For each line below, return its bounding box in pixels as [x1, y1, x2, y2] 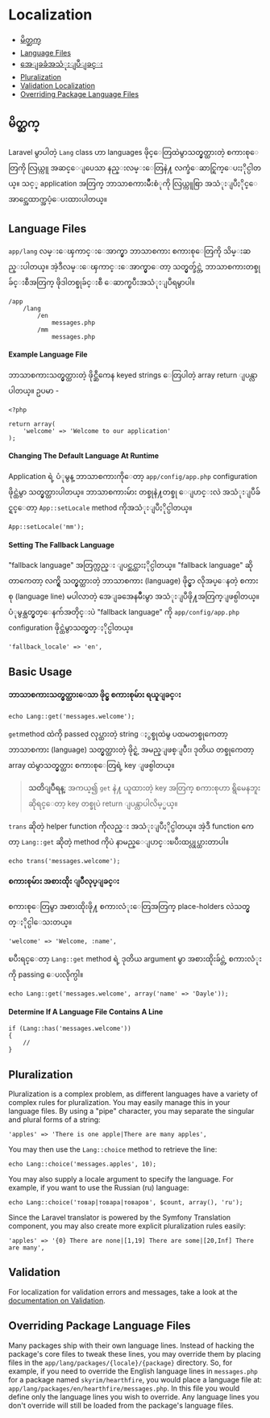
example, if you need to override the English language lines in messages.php [8, 1366, 258, 1376]
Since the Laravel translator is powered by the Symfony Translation [8, 1212, 231, 1222]
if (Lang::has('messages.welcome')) [8, 1024, 131, 1033]
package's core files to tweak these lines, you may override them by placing [8, 1349, 261, 1358]
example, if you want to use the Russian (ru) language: [8, 1182, 189, 1192]
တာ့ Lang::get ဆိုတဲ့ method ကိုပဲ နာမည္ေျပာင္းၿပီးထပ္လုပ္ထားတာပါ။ [8, 836, 230, 846]
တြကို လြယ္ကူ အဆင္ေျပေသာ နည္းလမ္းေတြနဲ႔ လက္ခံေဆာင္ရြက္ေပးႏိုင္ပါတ [8, 163, 262, 173]
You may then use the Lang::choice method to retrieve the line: [8, 1144, 218, 1154]
